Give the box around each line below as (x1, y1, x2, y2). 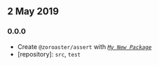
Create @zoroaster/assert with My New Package (17, 42, 152, 51)
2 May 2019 (7, 6, 60, 17)
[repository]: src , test (17, 50, 81, 58)
